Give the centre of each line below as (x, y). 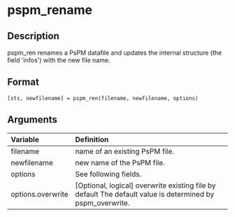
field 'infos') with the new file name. (59, 60)
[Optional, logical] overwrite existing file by (145, 185)
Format (23, 82)
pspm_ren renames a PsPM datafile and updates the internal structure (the (115, 52)
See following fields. (108, 174)
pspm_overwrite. (102, 203)
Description (33, 36)
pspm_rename (50, 10)
